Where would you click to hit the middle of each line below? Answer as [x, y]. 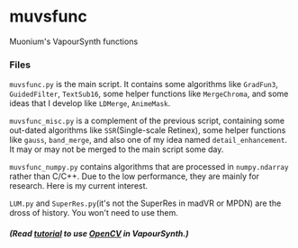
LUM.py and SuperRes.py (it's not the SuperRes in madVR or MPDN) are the [145, 203]
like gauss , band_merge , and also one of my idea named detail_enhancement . [149, 140]
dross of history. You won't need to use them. [94, 213]
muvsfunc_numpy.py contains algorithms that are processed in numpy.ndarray [149, 167]
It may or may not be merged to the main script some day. [117, 149]
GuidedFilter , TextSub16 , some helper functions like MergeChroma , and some [149, 94]
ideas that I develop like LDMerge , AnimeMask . [90, 103]
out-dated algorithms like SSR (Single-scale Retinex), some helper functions [148, 130]
